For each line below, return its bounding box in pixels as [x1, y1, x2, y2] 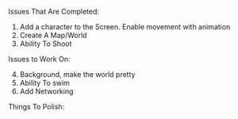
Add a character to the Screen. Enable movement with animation [19, 22, 231, 31]
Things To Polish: [8, 102, 65, 111]
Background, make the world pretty [19, 70, 136, 79]
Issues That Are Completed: [8, 7, 100, 16]
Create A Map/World [19, 31, 87, 40]
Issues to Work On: [8, 55, 71, 63]
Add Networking [19, 86, 74, 96]
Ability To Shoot [19, 39, 72, 48]
